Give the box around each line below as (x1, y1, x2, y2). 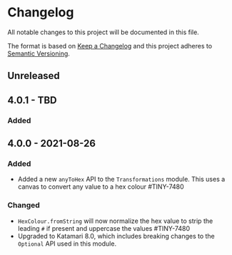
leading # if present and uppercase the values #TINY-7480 (17, 224, 191, 232)
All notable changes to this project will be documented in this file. (7, 28, 200, 36)
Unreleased (7, 70, 61, 82)
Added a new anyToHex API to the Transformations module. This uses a (17, 175, 226, 184)
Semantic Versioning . (7, 49, 70, 58)
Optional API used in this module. (17, 239, 116, 248)
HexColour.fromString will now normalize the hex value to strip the (17, 217, 213, 225)
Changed (7, 200, 41, 210)
